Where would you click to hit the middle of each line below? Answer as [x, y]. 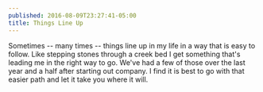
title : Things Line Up [46, 23]
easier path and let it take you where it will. [78, 79]
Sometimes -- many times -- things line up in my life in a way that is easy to [132, 45]
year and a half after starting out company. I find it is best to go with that [126, 71]
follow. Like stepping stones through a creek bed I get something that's [124, 54]
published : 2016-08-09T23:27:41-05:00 [72, 15]
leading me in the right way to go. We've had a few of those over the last [127, 62]
